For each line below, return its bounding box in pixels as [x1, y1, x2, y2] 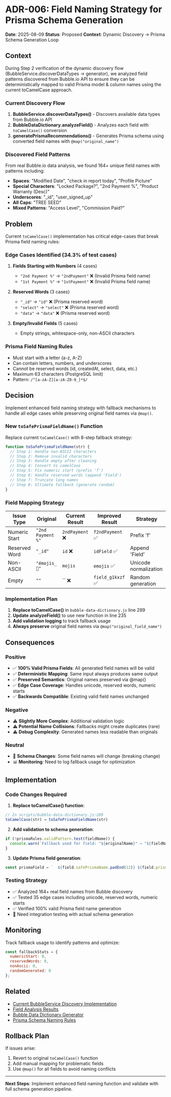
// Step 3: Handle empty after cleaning [10, 458, 97, 464]
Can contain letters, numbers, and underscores [12, 360, 112, 366]
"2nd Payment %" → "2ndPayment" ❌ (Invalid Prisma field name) [20, 273, 151, 279]
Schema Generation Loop [5, 37, 59, 43]
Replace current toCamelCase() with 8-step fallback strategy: [5, 434, 132, 440]
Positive [5, 653, 26, 660]
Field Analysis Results [12, 1006, 59, 1012]
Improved [97, 512, 121, 519]
